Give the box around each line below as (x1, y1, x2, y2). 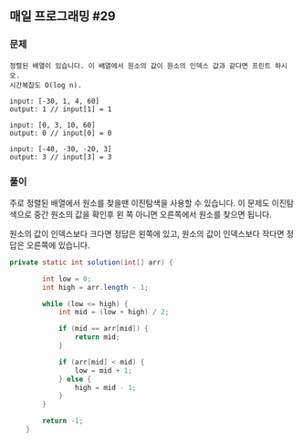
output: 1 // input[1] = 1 (9, 104, 112, 114)
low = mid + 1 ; (74, 365, 132, 375)
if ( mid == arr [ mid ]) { (57, 324, 149, 334)
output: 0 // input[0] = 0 (9, 128, 112, 138)
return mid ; (74, 333, 120, 342)
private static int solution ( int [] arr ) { (9, 258, 173, 267)
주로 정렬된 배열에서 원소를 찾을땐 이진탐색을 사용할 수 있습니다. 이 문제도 (9, 197, 270, 208)
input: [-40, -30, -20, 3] (9, 144, 112, 153)
